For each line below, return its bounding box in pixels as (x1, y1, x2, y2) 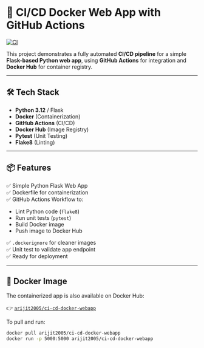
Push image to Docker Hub (15, 227, 83, 234)
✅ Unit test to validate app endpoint (6, 245, 96, 253)
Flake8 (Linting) (15, 138, 55, 146)
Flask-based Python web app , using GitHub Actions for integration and (6, 56, 187, 64)
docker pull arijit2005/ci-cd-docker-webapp (6, 330, 121, 336)
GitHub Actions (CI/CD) (15, 119, 75, 126)
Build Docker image (15, 220, 65, 228)
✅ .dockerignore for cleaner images (6, 239, 97, 246)
